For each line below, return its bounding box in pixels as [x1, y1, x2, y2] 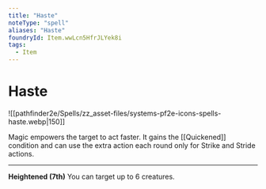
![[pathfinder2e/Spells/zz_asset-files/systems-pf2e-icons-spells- [8, 108, 222, 118]
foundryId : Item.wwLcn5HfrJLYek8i [8, 33, 123, 42]
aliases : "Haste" [8, 26, 66, 34]
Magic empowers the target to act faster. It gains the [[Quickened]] [8, 132, 226, 142]
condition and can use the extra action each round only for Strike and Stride [8, 140, 256, 150]
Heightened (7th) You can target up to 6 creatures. [8, 172, 176, 181]
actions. [8, 149, 34, 158]
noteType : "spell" [8, 19, 69, 27]
